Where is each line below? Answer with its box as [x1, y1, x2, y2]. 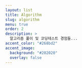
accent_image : [5, 46, 35, 51]
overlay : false [10, 55, 42, 60]
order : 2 [5, 27, 24, 32]
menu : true [5, 21, 28, 27]
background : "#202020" [10, 50, 58, 55]
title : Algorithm [5, 12, 42, 17]
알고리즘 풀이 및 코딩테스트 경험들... [10, 36, 78, 41]
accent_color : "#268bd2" [5, 41, 58, 46]
